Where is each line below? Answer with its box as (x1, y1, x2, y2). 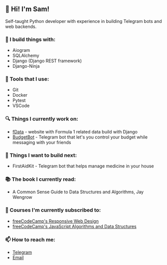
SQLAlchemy (12, 53, 39, 59)
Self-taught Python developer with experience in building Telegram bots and (5, 18, 162, 24)
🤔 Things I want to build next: (5, 151, 77, 158)
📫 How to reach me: (5, 236, 56, 243)
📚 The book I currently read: (5, 175, 76, 182)
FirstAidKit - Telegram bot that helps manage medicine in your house (12, 163, 154, 169)
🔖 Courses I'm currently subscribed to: (5, 207, 101, 214)
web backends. (5, 23, 37, 29)
